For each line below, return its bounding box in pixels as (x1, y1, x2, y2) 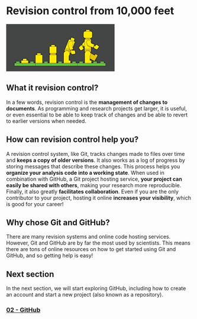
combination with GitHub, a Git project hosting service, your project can (6, 175, 182, 183)
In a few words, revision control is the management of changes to (6, 99, 168, 106)
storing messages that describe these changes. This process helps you (6, 162, 180, 170)
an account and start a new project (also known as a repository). (6, 291, 164, 298)
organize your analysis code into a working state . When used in (6, 169, 164, 176)
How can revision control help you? (6, 135, 139, 145)
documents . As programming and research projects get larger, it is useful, (6, 105, 188, 112)
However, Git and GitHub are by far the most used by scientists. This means (6, 239, 190, 246)
